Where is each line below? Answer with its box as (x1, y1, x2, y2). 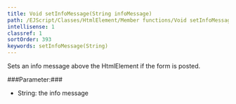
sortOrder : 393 (7, 36, 52, 43)
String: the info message (17, 89, 89, 97)
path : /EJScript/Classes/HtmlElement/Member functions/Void (7, 17, 188, 24)
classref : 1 (7, 29, 42, 37)
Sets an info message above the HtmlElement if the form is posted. (7, 62, 201, 70)
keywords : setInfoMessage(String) (7, 43, 109, 50)
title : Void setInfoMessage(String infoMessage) (7, 10, 152, 17)
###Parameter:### (7, 75, 63, 84)
